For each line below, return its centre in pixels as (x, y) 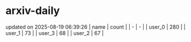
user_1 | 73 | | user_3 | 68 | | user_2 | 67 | (55, 33)
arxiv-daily (33, 11)
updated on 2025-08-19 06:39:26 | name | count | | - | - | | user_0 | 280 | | (96, 27)
